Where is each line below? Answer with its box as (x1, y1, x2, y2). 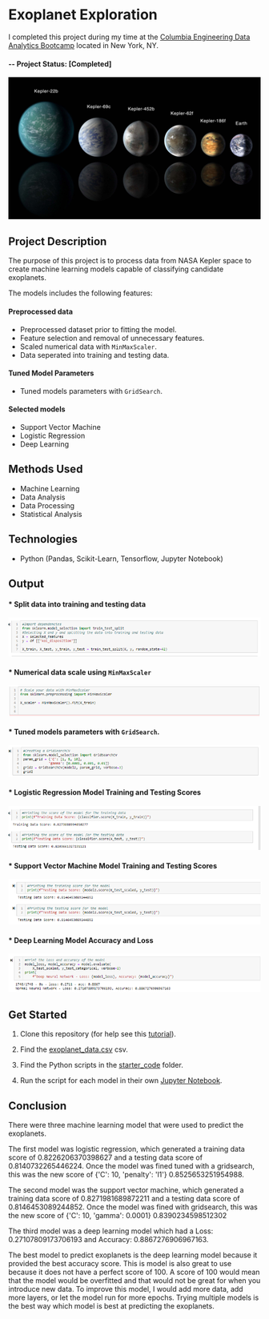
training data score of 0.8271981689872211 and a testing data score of (8, 1194, 240, 1204)
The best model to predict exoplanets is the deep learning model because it (8, 1250, 258, 1260)
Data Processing (19, 500, 74, 510)
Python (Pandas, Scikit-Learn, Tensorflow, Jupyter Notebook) (19, 554, 224, 563)
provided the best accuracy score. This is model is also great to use (8, 1259, 232, 1269)
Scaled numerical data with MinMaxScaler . (19, 342, 158, 351)
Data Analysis (19, 492, 66, 502)
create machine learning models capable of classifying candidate (8, 264, 224, 274)
